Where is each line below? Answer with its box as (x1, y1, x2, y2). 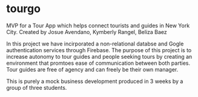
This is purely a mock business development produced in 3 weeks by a (6, 78, 183, 85)
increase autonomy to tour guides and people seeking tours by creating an (6, 53, 193, 60)
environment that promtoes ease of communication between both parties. (6, 59, 191, 67)
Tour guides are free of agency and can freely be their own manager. (6, 65, 179, 73)
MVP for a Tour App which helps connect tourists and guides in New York (6, 22, 190, 29)
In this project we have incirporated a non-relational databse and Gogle (6, 40, 184, 47)
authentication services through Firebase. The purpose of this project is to (6, 46, 192, 53)
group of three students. (6, 84, 67, 91)
